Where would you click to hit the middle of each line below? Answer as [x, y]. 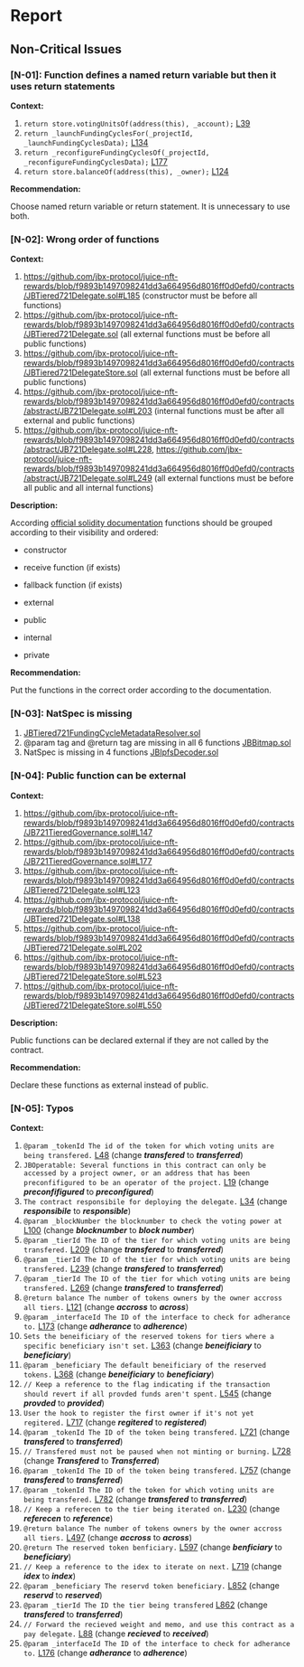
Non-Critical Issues [66, 49]
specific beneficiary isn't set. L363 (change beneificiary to [143, 1346]
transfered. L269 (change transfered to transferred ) [123, 1288]
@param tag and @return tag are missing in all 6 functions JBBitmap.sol [157, 743]
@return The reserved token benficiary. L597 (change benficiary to [152, 1548]
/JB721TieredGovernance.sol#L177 [88, 861]
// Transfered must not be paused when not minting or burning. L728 [157, 1451]
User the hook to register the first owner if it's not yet [138, 1414]
